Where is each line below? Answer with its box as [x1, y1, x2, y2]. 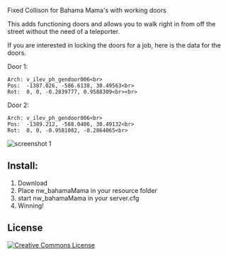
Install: [7, 160, 39, 172]
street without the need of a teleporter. [7, 28, 120, 35]
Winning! [17, 201, 44, 210]
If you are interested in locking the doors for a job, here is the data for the [7, 41, 222, 49]
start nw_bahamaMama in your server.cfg [17, 194, 139, 202]
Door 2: [7, 101, 30, 109]
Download [17, 179, 48, 187]
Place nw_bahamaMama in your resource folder [17, 186, 158, 194]
